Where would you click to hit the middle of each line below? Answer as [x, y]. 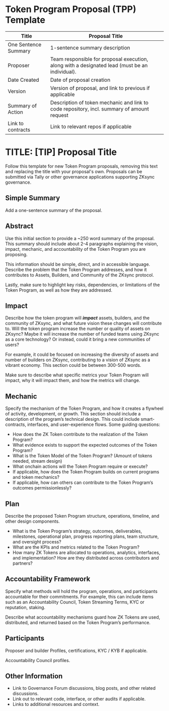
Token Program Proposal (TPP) [71, 9]
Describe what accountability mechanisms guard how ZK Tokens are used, [83, 617]
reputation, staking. [25, 607]
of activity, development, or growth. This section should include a [73, 414]
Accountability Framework [48, 579]
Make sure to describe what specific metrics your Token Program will [77, 375]
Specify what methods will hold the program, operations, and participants [81, 591]
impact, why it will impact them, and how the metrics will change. [73, 380]
